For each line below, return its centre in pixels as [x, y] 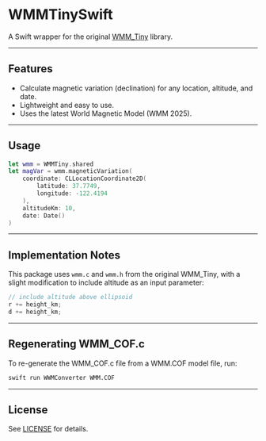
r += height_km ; [35, 305]
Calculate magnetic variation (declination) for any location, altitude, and [136, 88]
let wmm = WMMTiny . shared [51, 164]
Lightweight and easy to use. [67, 105]
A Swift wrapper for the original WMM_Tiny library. [90, 36]
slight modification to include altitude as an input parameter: [106, 282]
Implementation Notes [65, 255]
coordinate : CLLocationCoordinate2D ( [85, 179]
